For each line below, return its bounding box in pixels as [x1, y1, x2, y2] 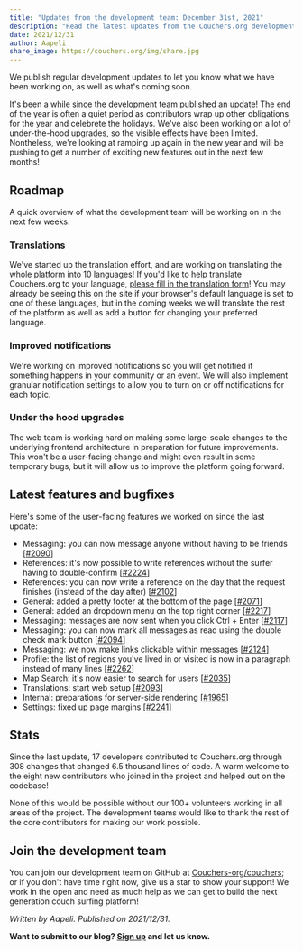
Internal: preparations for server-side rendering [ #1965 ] [22, 692, 229, 702]
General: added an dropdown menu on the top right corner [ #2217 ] [22, 605, 271, 616]
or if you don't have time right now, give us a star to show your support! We [9, 877, 289, 888]
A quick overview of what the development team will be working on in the [9, 206, 282, 217]
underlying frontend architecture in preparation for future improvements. [9, 441, 279, 452]
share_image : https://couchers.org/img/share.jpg [9, 47, 200, 56]
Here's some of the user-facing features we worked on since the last [9, 511, 265, 522]
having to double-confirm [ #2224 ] [22, 567, 151, 578]
